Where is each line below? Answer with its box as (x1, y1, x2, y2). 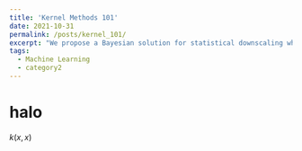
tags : (9, 47, 30, 56)
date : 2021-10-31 (9, 22, 75, 31)
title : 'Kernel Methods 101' (9, 13, 119, 22)
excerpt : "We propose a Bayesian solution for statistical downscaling (9, 38, 283, 48)
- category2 (17, 64, 63, 73)
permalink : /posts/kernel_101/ (9, 30, 127, 39)
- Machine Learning (17, 55, 91, 64)
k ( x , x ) (9, 131, 32, 142)
